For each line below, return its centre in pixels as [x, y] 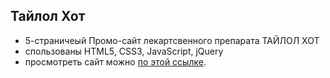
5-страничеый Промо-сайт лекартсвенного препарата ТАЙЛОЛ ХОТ [172, 40]
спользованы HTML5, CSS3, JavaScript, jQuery [124, 51]
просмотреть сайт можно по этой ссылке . [115, 61]
